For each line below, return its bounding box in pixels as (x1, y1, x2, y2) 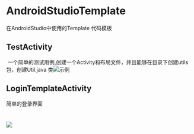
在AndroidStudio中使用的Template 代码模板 (6, 24, 112, 31)
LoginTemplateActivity (6, 84, 92, 94)
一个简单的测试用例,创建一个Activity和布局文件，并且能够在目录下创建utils (7, 58, 189, 66)
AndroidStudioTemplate (6, 4, 126, 18)
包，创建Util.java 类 (6, 66, 53, 73)
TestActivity (6, 42, 53, 52)
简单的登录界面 (6, 100, 43, 107)
